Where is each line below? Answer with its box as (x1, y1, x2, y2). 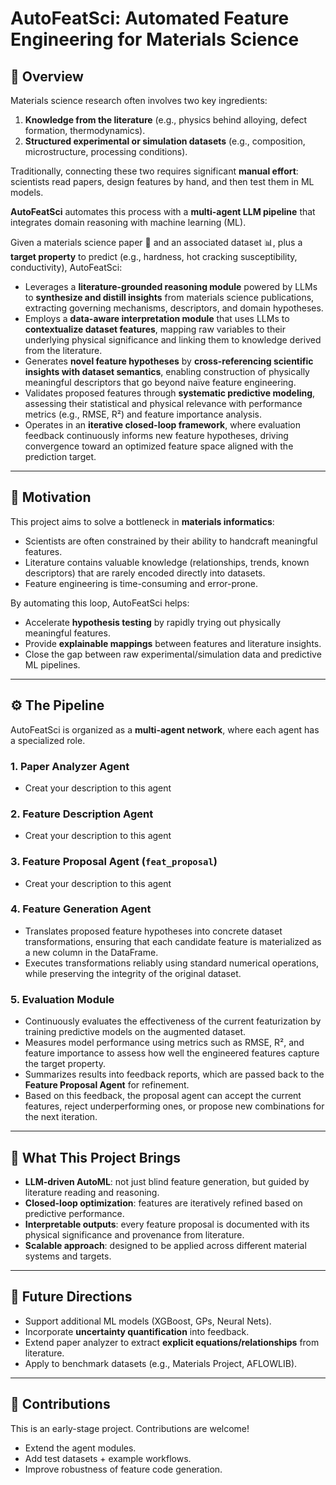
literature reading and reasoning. (24, 1186, 160, 1198)
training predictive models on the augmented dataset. (24, 1026, 247, 1038)
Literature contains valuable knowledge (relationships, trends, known (24, 556, 310, 568)
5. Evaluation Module (10, 992, 115, 1006)
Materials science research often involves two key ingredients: (10, 95, 268, 106)
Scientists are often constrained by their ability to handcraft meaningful (24, 535, 318, 547)
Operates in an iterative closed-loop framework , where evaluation (24, 419, 301, 431)
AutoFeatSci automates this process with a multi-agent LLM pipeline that (10, 206, 316, 217)
